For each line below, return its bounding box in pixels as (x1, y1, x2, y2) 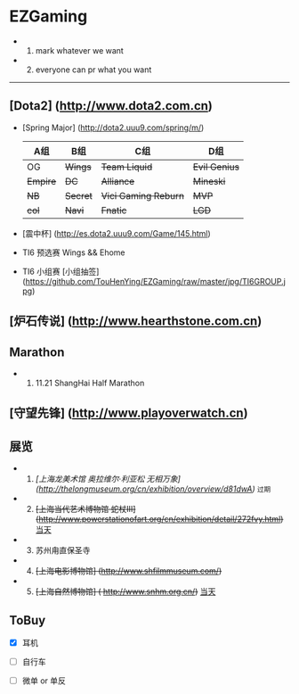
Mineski (192, 175, 226, 187)
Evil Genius (192, 161, 240, 173)
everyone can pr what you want (35, 64, 152, 75)
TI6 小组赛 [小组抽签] (21, 266, 100, 277)
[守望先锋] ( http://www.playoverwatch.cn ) (9, 406, 248, 421)
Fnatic (101, 203, 127, 216)
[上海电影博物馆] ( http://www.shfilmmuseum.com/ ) (35, 566, 222, 576)
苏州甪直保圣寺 (35, 545, 91, 556)
